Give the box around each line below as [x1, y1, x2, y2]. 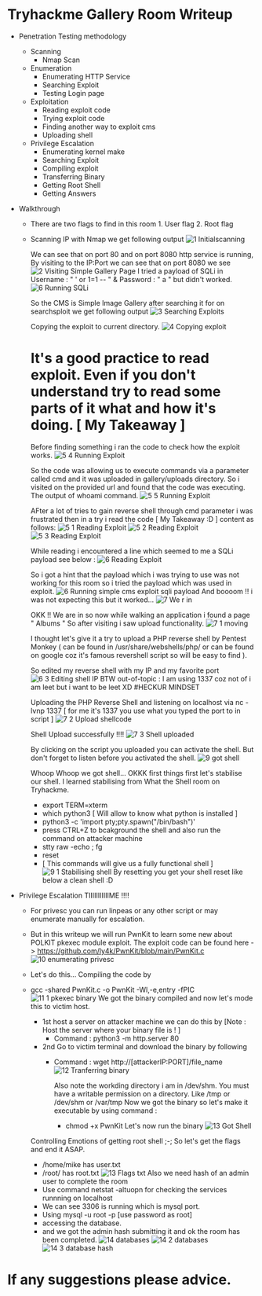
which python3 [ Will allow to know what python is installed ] [42, 808, 238, 818]
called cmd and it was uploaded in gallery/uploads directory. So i [30, 474, 240, 483]
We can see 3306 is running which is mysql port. [42, 1201, 201, 1211]
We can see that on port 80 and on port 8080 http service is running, [30, 249, 254, 259]
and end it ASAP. [30, 1144, 86, 1154]
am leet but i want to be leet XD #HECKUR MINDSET [30, 682, 201, 692]
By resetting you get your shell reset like [113, 867, 244, 876]
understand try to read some [30, 383, 221, 401]
